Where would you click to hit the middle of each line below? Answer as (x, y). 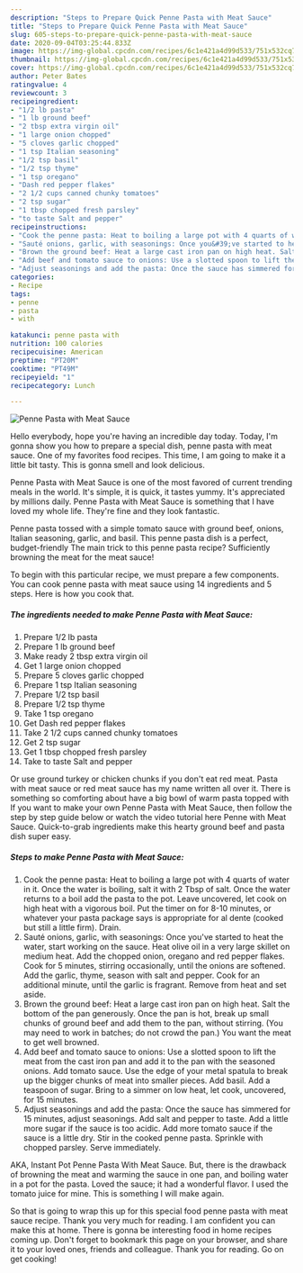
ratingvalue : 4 (39, 85)
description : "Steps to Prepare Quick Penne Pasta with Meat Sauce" (141, 18)
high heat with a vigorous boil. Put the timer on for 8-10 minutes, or (147, 908)
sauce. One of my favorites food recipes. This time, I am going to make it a (148, 456)
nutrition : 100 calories (57, 344)
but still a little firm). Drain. (72, 927)
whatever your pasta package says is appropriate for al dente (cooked (153, 918)
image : (22, 51)
